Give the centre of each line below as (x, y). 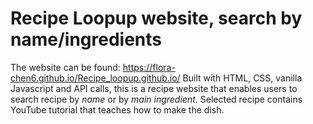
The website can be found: (65, 67)
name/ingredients (86, 39)
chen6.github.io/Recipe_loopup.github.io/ (95, 78)
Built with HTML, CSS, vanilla (242, 78)
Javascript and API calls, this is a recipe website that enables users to (154, 88)
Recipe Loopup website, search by (156, 18)
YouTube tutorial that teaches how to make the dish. (117, 109)
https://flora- (149, 67)
